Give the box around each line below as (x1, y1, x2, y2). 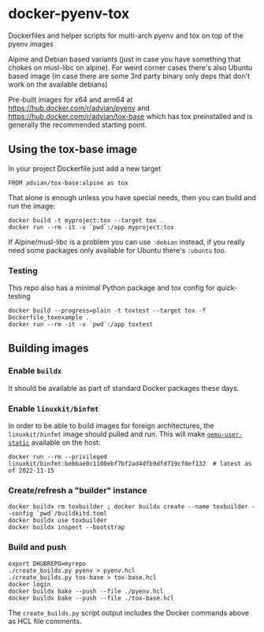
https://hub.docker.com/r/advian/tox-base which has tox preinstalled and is (8, 111, 253, 121)
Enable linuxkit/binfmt (8, 403, 99, 414)
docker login (8, 580, 51, 588)
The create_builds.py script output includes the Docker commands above (8, 608, 250, 617)
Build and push (8, 541, 67, 552)
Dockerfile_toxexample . (8, 314, 90, 322)
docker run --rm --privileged (8, 453, 108, 461)
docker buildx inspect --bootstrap (8, 523, 125, 532)
